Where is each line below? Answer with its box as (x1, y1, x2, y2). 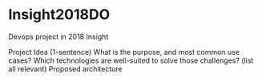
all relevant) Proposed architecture (8, 64, 123, 73)
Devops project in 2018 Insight (8, 32, 109, 41)
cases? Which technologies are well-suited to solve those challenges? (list (8, 56, 254, 65)
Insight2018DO (8, 6, 111, 24)
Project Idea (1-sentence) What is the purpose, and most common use (8, 47, 240, 56)
